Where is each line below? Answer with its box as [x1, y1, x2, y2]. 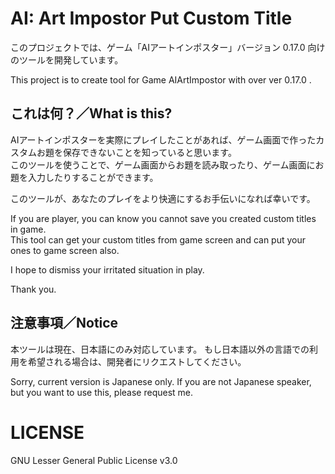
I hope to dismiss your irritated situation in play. [10, 263, 205, 276]
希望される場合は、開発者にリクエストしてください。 [27, 355, 247, 367]
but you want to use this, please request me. [10, 386, 194, 398]
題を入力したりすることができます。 [10, 171, 159, 183]
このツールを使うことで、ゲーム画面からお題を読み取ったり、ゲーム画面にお [10, 158, 325, 171]
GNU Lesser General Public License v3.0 [10, 454, 178, 466]
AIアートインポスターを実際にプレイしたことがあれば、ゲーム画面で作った [10, 133, 317, 146]
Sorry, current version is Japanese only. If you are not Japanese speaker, [10, 375, 312, 387]
